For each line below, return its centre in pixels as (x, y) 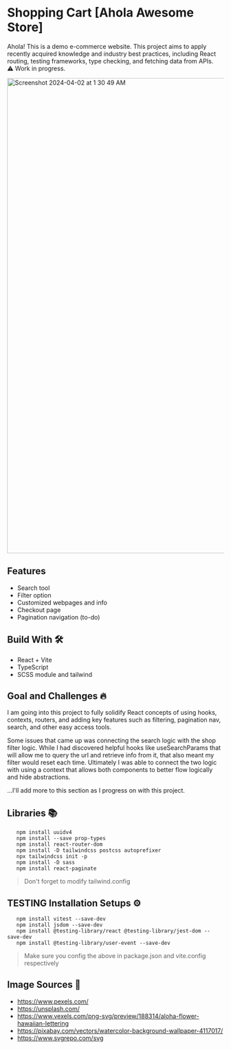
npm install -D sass (46, 863)
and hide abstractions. (39, 777)
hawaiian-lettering (43, 1023)
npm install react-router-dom (59, 845)
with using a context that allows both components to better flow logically (110, 770)
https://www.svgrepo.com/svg (60, 1038)
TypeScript (33, 667)
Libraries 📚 (32, 813)
